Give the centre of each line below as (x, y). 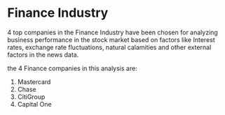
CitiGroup (31, 97)
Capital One (34, 104)
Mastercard (34, 81)
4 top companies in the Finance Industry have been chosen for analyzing (113, 32)
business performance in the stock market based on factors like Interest (111, 39)
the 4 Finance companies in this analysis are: (73, 68)
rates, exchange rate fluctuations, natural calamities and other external (109, 47)
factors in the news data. (43, 55)
